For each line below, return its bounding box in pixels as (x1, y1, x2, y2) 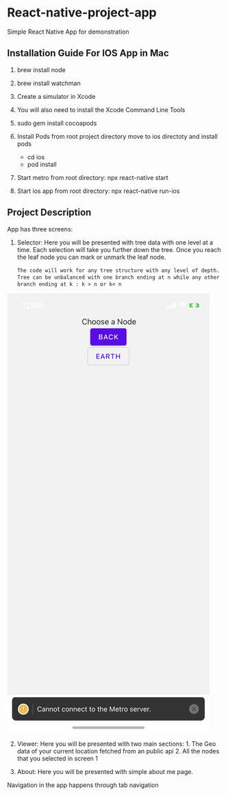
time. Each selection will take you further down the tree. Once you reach (16, 245, 221, 253)
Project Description (7, 207, 92, 218)
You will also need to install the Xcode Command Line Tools (16, 105, 186, 114)
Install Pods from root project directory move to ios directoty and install (16, 132, 218, 140)
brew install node (16, 65, 66, 73)
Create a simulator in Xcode (16, 92, 96, 100)
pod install (27, 160, 57, 168)
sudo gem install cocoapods (16, 119, 97, 127)
